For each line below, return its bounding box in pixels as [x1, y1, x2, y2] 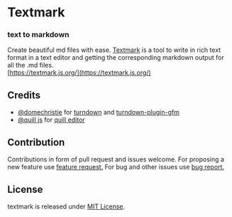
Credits [7, 89, 41, 101]
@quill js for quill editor [17, 115, 85, 125]
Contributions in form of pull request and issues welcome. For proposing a [7, 155, 225, 164]
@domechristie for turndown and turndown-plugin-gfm [17, 108, 179, 117]
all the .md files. [7, 61, 54, 70]
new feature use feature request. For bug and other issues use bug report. [7, 163, 225, 171]
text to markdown [7, 30, 70, 40]
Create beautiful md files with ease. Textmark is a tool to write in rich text [7, 46, 221, 54]
